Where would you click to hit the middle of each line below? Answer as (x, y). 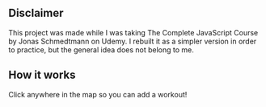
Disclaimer (36, 13)
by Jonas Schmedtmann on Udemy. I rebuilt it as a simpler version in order (133, 41)
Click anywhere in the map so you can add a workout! (98, 94)
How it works (42, 75)
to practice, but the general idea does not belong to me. (101, 49)
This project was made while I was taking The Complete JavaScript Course (133, 32)
